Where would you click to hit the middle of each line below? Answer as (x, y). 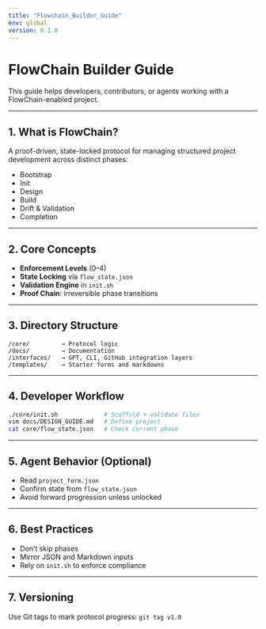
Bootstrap (36, 175)
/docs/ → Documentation (61, 350)
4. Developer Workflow (66, 396)
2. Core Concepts (52, 249)
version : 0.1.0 (33, 30)
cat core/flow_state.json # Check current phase (93, 429)
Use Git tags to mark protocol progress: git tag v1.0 (95, 616)
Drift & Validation (47, 208)
